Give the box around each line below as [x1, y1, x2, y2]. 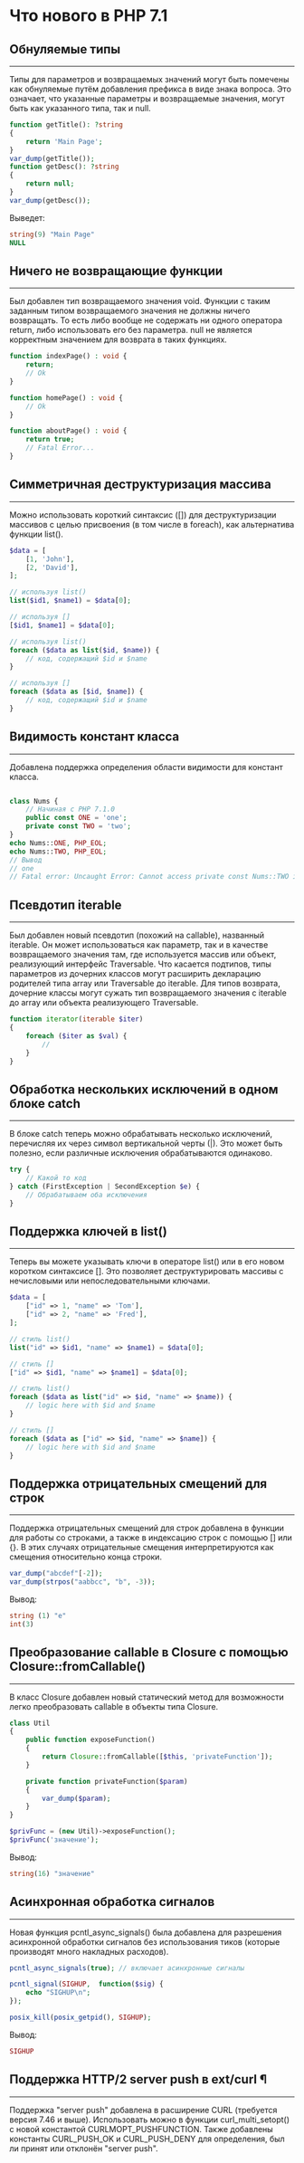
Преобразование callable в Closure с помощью [9, 1644, 289, 1661]
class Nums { [9, 796, 59, 805]
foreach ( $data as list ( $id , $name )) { [9, 645, 160, 654]
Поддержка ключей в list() [9, 1224, 167, 1239]
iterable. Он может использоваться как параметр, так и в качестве [9, 939, 269, 950]
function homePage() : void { [9, 393, 124, 403]
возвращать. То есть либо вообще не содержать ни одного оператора [9, 315, 283, 326]
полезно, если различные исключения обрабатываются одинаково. [9, 1148, 273, 1158]
